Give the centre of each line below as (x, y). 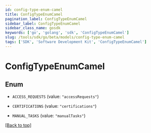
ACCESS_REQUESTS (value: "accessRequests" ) (56, 96)
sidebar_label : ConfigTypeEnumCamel (43, 23)
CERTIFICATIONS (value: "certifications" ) (55, 106)
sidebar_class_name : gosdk (33, 28)
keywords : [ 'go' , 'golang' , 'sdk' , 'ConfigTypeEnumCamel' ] (67, 33)
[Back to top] (18, 125)
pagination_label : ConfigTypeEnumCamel (46, 19)
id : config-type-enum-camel (34, 10)
